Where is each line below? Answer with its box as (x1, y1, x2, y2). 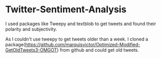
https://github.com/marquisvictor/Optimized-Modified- (25, 41, 141, 47)
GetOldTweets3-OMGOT (5, 47, 57, 53)
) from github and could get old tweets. (57, 47, 140, 53)
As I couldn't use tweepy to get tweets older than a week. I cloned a (5, 36, 148, 42)
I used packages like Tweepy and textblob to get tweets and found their (5, 21, 156, 27)
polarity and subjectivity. (5, 26, 57, 32)
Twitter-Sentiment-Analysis (5, 4, 127, 15)
